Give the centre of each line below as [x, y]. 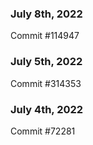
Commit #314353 [46, 83]
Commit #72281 [43, 131]
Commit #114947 [45, 36]
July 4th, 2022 [47, 109]
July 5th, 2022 [46, 62]
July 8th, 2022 [46, 14]
